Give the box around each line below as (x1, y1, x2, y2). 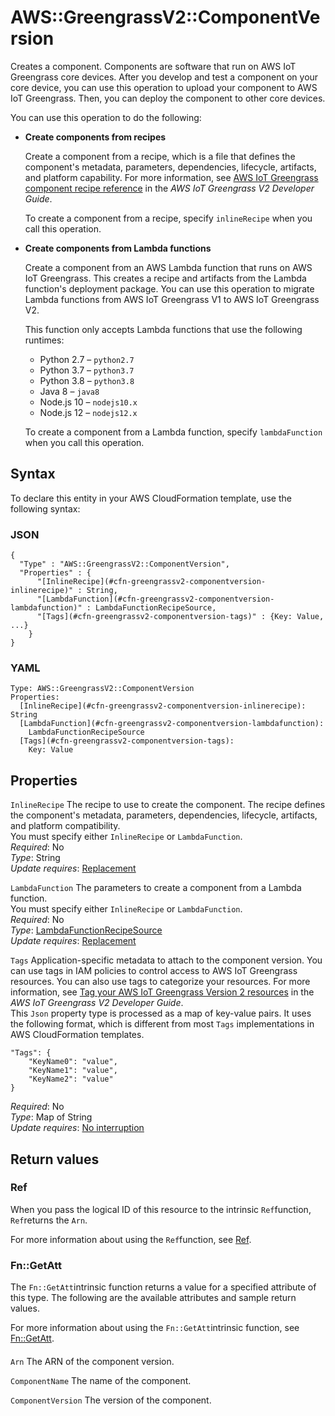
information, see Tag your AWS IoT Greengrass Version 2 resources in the (10, 986, 315, 998)
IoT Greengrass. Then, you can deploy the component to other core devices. (10, 92, 326, 104)
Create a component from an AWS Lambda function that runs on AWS (24, 261, 313, 273)
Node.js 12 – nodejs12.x (39, 406, 138, 418)
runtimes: (24, 334, 65, 346)
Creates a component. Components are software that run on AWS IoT (10, 60, 297, 72)
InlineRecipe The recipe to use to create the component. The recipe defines (10, 799, 326, 811)
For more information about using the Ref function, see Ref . (10, 1233, 252, 1245)
